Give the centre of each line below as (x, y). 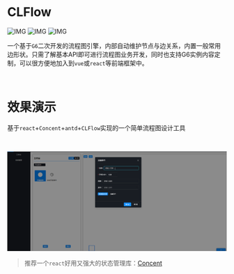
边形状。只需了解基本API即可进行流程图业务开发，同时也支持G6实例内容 (111, 54)
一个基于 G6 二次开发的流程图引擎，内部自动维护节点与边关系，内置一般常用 (114, 45)
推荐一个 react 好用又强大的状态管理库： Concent (93, 263)
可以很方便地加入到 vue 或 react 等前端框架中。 (84, 63)
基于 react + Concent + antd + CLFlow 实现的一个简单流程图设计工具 (96, 128)
